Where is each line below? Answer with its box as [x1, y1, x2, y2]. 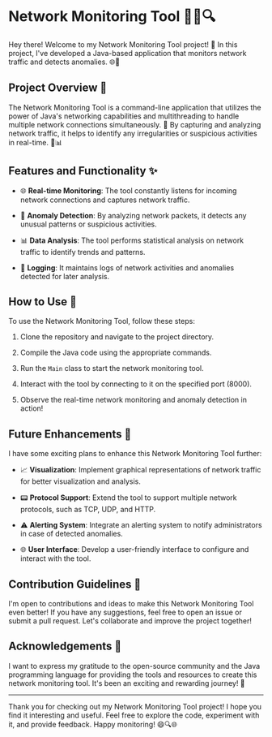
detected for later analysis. [19, 271, 110, 281]
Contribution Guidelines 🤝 [8, 577, 142, 591]
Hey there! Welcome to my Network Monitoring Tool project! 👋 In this [8, 39, 238, 50]
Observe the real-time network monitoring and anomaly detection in [19, 395, 247, 405]
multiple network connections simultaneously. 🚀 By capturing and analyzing [8, 119, 261, 129]
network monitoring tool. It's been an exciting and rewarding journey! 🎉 [8, 678, 245, 687]
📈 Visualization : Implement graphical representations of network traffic [19, 465, 261, 475]
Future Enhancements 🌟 [8, 427, 132, 441]
